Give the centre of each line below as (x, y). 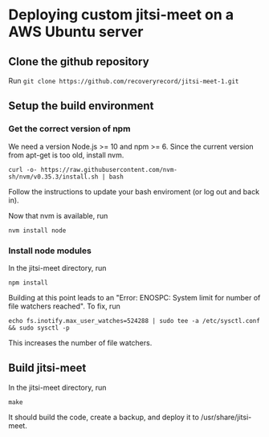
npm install (28, 283)
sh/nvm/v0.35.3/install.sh (53, 177)
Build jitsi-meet (47, 368)
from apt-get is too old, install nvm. (66, 155)
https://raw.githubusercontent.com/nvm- (109, 169)
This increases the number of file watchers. (80, 342)
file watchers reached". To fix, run (64, 306)
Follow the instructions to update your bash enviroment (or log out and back (134, 191)
